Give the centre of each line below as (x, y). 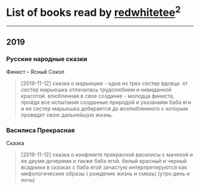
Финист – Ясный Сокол (35, 71)
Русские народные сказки (47, 59)
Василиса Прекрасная (40, 130)
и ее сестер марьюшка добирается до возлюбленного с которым (104, 108)
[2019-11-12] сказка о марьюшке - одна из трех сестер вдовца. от (104, 83)
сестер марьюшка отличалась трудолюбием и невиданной (96, 89)
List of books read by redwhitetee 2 (93, 12)
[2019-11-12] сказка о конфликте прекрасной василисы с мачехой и (107, 155)
